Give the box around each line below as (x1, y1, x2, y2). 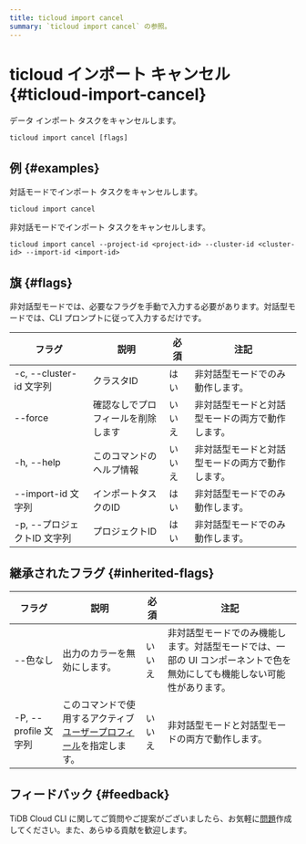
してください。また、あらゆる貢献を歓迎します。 (9, 824, 192, 835)
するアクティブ (71, 712, 135, 724)
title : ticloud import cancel (9, 13, 125, 23)
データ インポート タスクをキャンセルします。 (9, 115, 181, 126)
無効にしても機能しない (167, 667, 268, 680)
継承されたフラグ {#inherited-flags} (9, 566, 215, 581)
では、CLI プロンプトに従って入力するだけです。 (25, 312, 207, 324)
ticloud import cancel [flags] (9, 133, 128, 142)
